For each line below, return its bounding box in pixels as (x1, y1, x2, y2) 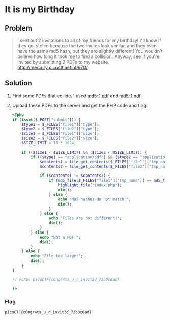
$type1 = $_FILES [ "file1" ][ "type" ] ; (21, 122, 99, 127)
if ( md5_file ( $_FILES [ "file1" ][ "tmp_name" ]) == (48, 178, 152, 183)
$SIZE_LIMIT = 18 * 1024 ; (21, 141, 77, 146)
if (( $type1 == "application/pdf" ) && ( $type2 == (31, 154, 138, 160)
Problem (5, 24, 33, 33)
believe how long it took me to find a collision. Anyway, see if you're (17, 53, 160, 60)
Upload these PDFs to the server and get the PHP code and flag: (12, 102, 148, 108)
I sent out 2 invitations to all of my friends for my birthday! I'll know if (17, 37, 161, 43)
